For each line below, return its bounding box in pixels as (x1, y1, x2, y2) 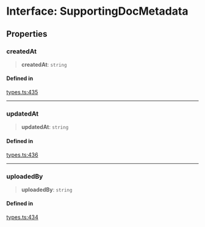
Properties (6, 29, 48, 39)
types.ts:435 (6, 89, 38, 96)
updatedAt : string (21, 124, 69, 131)
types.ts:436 (6, 151, 38, 158)
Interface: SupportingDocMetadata (6, 4, 189, 18)
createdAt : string (21, 61, 67, 68)
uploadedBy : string (21, 185, 73, 193)
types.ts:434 (6, 214, 38, 221)
